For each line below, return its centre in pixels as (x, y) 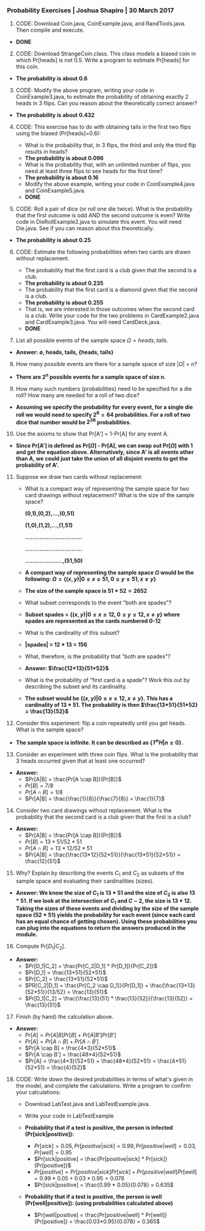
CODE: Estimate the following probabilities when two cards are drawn (103, 252)
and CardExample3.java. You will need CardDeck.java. (93, 322)
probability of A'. (38, 465)
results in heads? (46, 152)
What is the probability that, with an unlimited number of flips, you (108, 165)
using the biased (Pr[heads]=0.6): (58, 134)
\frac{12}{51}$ (43, 861)
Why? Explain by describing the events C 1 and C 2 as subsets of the (100, 874)
